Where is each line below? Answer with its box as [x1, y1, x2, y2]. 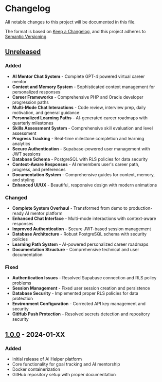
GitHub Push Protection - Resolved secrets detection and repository [12, 311, 150, 317]
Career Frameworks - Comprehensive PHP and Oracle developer [12, 94, 144, 100]
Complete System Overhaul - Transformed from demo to [12, 205, 128, 211]
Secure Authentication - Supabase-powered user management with [12, 146, 150, 151]
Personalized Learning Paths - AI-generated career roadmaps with [12, 115, 148, 121]
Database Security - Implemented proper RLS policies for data [12, 291, 139, 296]
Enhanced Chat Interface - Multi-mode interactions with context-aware [12, 215, 157, 221]
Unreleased [5, 48, 41, 56]
